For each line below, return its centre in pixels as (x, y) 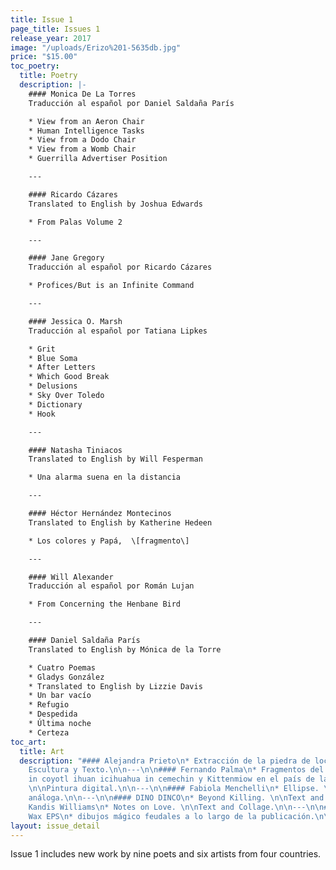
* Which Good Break (69, 377)
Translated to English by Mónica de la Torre (125, 649)
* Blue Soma (53, 358)
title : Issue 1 (42, 19)
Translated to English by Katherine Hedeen (120, 522)
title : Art (42, 751)
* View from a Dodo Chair (82, 140)
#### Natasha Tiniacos (75, 450)
